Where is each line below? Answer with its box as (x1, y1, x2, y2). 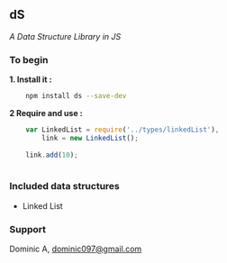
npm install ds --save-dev (25, 92, 127, 101)
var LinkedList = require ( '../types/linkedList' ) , (25, 125, 220, 134)
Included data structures (9, 180, 120, 193)
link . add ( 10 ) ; (25, 150, 78, 159)
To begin (9, 53, 49, 66)
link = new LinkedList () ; (41, 133, 140, 142)
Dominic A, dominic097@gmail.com (9, 243, 142, 254)
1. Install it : (9, 74, 52, 85)
